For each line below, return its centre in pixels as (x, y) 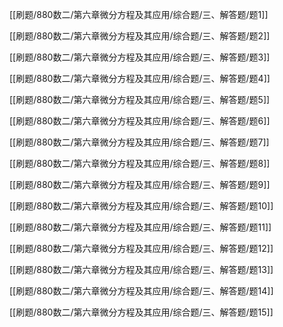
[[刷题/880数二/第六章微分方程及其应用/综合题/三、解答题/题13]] (141, 269)
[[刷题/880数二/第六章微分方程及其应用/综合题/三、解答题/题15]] (141, 312)
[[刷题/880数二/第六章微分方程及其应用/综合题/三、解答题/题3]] (140, 57)
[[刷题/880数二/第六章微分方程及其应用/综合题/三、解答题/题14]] (141, 291)
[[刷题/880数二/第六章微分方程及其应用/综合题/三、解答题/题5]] (140, 99)
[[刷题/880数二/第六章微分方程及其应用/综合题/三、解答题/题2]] (140, 36)
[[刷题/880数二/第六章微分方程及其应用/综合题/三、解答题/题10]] (141, 206)
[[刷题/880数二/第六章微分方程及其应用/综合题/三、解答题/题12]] (141, 248)
